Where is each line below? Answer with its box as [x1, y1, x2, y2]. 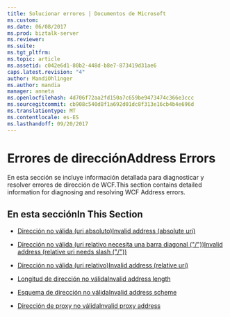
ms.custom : [7, 17, 39, 24]
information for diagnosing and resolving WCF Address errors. [7, 188, 186, 196]
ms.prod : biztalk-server [7, 29, 79, 37]
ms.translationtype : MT [7, 107, 76, 114]
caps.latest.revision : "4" [7, 68, 85, 75]
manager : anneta [7, 88, 54, 95]
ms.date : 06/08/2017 [7, 23, 67, 30]
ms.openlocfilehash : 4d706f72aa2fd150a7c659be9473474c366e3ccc [7, 95, 195, 102]
